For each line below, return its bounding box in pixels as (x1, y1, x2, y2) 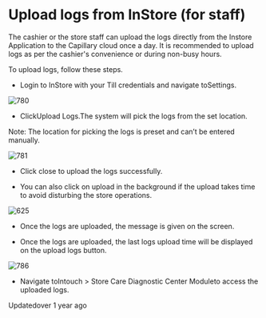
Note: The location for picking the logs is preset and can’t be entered (8, 127, 236, 136)
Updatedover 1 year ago (8, 300, 88, 310)
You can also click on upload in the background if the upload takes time (19, 182, 256, 191)
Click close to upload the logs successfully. (19, 166, 163, 175)
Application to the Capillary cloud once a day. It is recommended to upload (8, 40, 254, 50)
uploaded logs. (19, 284, 69, 294)
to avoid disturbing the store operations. (19, 190, 153, 199)
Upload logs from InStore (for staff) (8, 6, 246, 24)
